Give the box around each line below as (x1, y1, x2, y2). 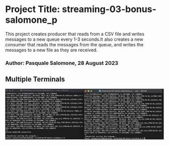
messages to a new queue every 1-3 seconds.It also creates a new (5, 36, 143, 42)
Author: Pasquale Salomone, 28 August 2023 (5, 59, 119, 66)
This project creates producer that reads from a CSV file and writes (5, 31, 145, 37)
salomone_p (5, 14, 58, 26)
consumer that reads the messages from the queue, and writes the (5, 41, 144, 47)
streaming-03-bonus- (62, 4, 157, 15)
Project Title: (5, 4, 60, 15)
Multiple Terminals (5, 75, 65, 84)
